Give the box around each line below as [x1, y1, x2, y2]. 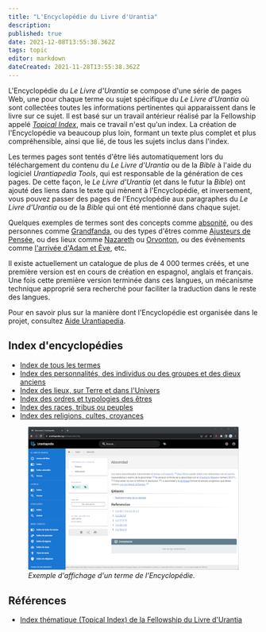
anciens [19, 377, 46, 387]
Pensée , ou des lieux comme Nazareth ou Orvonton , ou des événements [8, 234, 245, 244]
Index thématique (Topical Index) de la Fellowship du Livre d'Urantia [19, 615, 242, 625]
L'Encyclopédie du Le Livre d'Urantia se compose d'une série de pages [8, 86, 242, 95]
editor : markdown [8, 55, 66, 63]
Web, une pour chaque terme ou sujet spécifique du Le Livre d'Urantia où [8, 94, 250, 103]
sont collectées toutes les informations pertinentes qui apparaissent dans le [8, 102, 256, 112]
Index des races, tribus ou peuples [19, 402, 133, 412]
